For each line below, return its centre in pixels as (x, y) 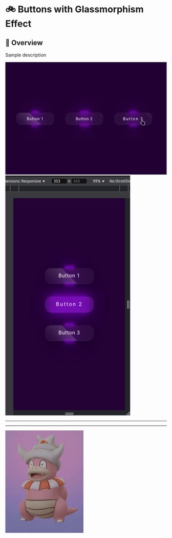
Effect (18, 24)
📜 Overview (24, 43)
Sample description (26, 55)
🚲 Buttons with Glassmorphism (75, 9)
